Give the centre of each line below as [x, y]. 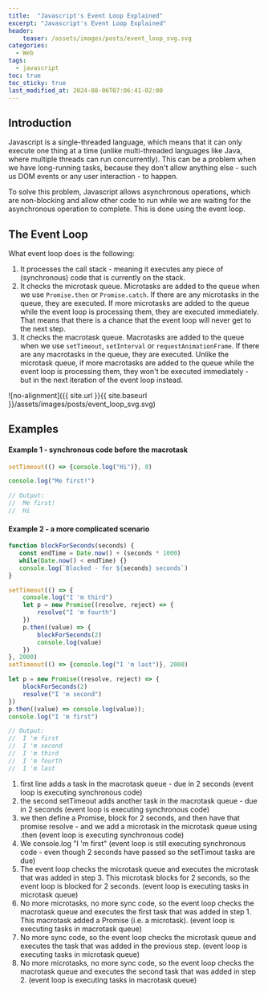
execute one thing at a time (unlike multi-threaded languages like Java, [126, 151]
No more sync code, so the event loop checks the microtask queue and [138, 937]
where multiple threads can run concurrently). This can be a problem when [132, 159]
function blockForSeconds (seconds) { [71, 546]
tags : [17, 61]
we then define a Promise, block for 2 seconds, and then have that [130, 818]
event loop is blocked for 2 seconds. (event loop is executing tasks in [134, 886]
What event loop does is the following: [71, 253]
